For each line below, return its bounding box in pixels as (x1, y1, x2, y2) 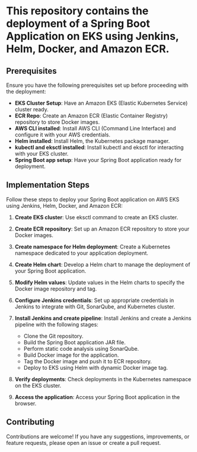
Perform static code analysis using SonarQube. (23, 345, 139, 352)
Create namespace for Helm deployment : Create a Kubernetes (14, 243, 171, 250)
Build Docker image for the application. (23, 351, 119, 359)
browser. (14, 400, 37, 407)
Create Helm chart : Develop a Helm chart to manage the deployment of (14, 261, 190, 268)
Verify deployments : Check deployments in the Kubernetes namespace (14, 375, 192, 382)
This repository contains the (6, 4, 149, 18)
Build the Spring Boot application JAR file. (23, 338, 126, 346)
